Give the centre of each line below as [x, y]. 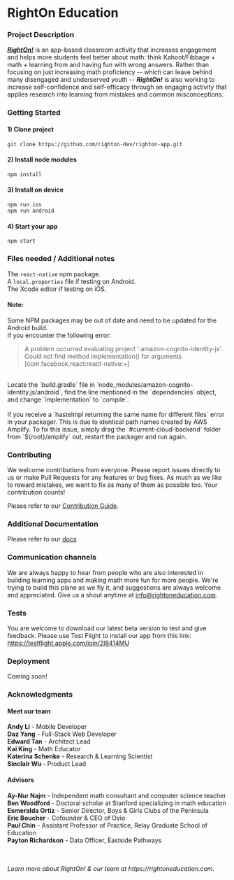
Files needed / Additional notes [61, 259]
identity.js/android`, [35, 392]
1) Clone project [31, 129]
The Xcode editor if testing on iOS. [57, 289]
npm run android [31, 211]
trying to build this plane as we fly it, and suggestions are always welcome [114, 587]
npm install [24, 174]
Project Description [41, 35]
